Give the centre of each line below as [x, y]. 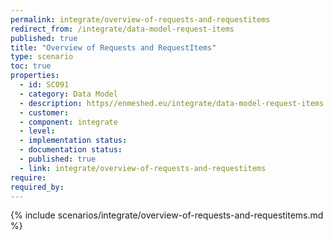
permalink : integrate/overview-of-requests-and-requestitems [140, 19]
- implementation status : [73, 141]
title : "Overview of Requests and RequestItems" [113, 47]
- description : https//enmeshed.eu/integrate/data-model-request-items [172, 103]
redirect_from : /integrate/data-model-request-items [122, 29]
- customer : [44, 112]
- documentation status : [71, 150]
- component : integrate [68, 122]
